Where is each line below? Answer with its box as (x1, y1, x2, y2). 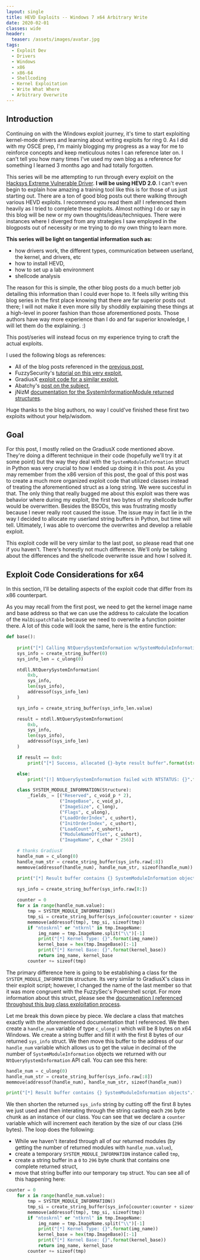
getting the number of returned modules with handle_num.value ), (14, 1144, 173, 1151)
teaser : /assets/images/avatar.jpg (11, 36, 100, 42)
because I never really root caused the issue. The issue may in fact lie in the (6, 509, 192, 516)
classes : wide (6, 25, 42, 32)
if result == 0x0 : (17, 754, 62, 761)
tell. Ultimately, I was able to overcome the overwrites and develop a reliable (6, 521, 193, 529)
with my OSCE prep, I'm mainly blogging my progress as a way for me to (6, 143, 184, 150)
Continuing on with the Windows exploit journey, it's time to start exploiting (6, 129, 190, 137)
